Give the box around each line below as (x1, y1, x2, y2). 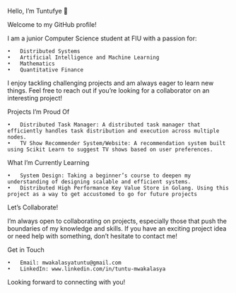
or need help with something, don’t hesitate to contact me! (7, 232, 178, 240)
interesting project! (7, 94, 62, 102)
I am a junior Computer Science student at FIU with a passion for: (7, 34, 197, 42)
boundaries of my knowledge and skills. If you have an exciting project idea (7, 224, 227, 233)
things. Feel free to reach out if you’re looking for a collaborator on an (7, 86, 210, 95)
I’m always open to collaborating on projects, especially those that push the (7, 217, 228, 225)
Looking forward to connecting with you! (7, 278, 126, 286)
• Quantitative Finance (7, 67, 83, 74)
